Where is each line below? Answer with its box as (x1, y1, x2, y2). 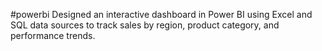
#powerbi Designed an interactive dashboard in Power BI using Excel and (10, 9, 313, 20)
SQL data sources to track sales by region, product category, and (10, 19, 280, 31)
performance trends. (10, 30, 96, 41)
